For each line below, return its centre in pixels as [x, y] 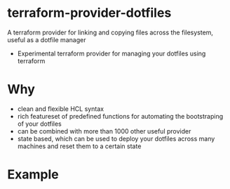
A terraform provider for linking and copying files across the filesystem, [110, 32]
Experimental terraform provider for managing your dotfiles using [111, 53]
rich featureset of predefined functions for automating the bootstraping [120, 116]
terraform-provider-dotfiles [89, 13]
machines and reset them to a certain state [79, 146]
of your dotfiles [39, 124]
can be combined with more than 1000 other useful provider [104, 131]
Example [33, 175]
